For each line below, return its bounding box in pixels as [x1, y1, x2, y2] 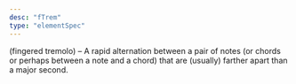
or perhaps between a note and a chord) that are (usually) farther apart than [9, 55, 288, 65]
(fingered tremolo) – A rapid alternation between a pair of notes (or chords [9, 45, 282, 56]
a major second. [9, 64, 68, 75]
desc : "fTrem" [9, 12, 62, 22]
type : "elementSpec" [9, 21, 86, 30]
